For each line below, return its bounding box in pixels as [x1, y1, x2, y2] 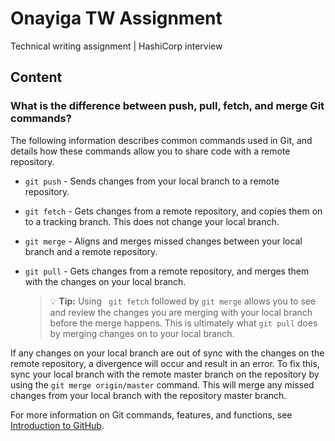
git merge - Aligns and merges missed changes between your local [24, 235, 303, 247]
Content [10, 69, 63, 86]
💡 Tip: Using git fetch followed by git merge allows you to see [49, 295, 317, 307]
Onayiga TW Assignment [10, 7, 223, 30]
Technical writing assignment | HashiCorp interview [10, 40, 223, 52]
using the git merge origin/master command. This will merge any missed [10, 378, 315, 391]
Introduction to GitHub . [10, 419, 105, 431]
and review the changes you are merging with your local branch [49, 306, 313, 318]
